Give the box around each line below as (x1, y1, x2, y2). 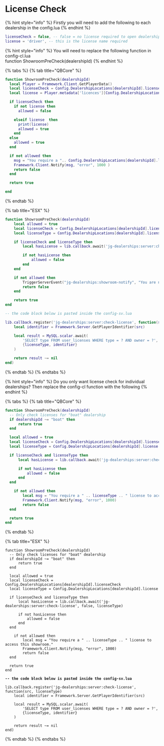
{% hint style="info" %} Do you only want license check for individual (5, 378, 145, 384)
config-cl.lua (5, 53, 31, 59)
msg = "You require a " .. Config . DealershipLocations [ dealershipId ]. (14, 158, 159, 163)
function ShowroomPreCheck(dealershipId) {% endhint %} (5, 58, 123, 64)
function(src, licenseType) (5, 689, 62, 694)
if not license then (14, 104, 56, 109)
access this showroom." (5, 642, 54, 647)
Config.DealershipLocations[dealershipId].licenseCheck (5, 582, 121, 587)
